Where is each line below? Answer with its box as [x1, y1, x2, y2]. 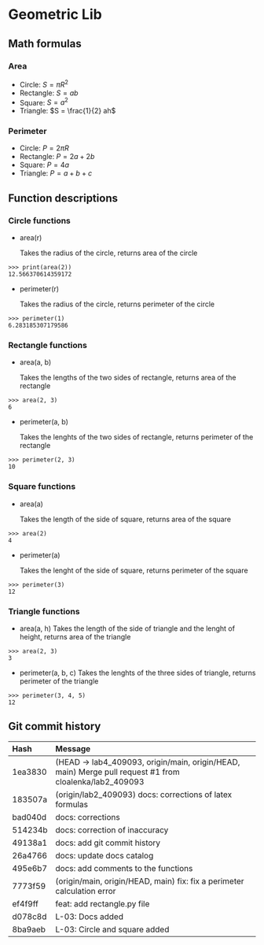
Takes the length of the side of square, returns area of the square [19, 514, 232, 524]
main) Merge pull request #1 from [55, 766, 180, 777]
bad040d [12, 811, 47, 822]
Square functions [8, 481, 76, 492]
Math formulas [8, 37, 82, 50]
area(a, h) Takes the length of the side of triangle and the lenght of [19, 624, 236, 633]
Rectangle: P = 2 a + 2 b [19, 152, 95, 161]
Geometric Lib [8, 6, 102, 24]
